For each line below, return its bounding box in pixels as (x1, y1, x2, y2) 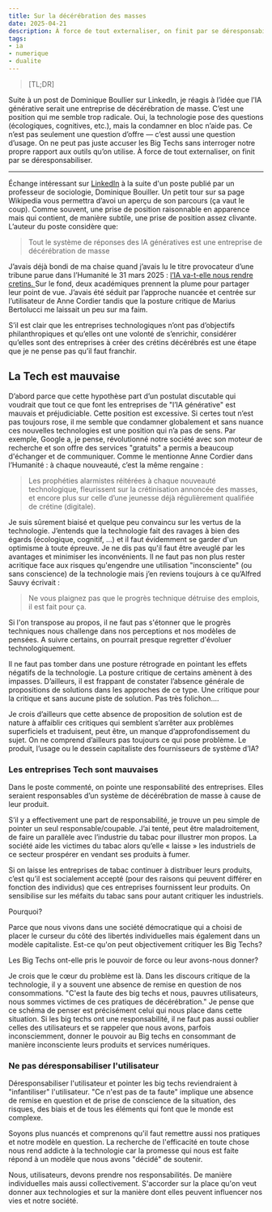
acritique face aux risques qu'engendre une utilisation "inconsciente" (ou (8, 560, 253, 570)
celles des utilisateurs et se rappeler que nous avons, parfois (8, 1022, 212, 1032)
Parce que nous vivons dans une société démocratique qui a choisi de (8, 922, 243, 932)
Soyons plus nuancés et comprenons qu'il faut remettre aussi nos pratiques (8, 1129, 261, 1138)
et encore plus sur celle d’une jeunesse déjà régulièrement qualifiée (28, 493, 255, 502)
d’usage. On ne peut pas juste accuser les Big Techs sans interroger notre (8, 138, 256, 147)
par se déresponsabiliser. (8, 155, 93, 164)
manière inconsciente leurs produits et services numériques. (8, 1039, 210, 1049)
